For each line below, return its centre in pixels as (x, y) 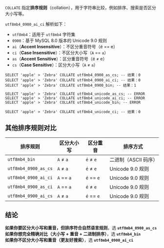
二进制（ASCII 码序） (134, 159)
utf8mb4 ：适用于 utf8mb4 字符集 (44, 34)
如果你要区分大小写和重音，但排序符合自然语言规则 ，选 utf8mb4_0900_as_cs (81, 228)
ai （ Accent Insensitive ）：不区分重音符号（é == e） (65, 47)
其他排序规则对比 (31, 128)
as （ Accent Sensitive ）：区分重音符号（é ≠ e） (60, 59)
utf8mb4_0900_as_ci (30, 187)
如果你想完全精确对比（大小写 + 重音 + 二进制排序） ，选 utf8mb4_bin (73, 234)
